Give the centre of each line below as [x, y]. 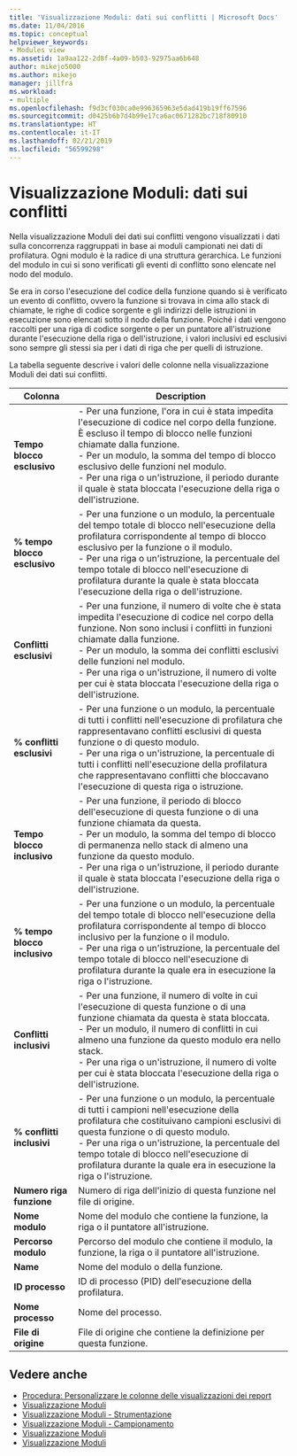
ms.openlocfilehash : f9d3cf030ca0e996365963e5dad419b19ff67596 [128, 108]
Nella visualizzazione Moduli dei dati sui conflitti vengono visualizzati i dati [145, 236]
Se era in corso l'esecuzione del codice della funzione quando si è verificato [148, 291]
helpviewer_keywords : [49, 42]
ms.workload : [33, 91]
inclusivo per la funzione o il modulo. [154, 937]
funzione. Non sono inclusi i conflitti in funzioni [175, 628]
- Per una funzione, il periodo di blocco [160, 801]
